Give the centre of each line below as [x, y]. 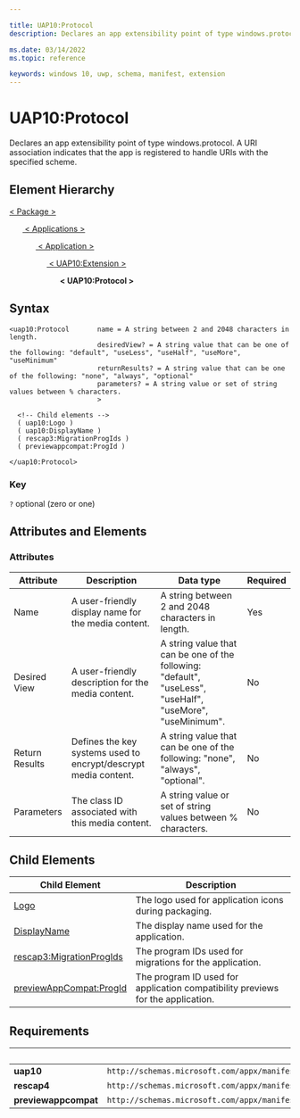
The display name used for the [199, 926]
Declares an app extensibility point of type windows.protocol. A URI [133, 143]
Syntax [29, 309]
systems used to [106, 752]
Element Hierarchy [62, 190]
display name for [106, 612]
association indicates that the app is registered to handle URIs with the [139, 153]
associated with [104, 811]
